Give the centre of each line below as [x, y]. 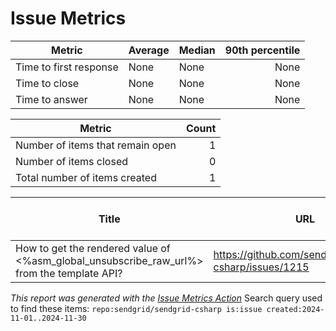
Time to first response [67, 67]
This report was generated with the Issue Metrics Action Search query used [166, 298]
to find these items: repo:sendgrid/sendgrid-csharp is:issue [136, 308]
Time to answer [51, 99]
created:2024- [295, 309]
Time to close [47, 83]
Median [197, 50]
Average [149, 50]
